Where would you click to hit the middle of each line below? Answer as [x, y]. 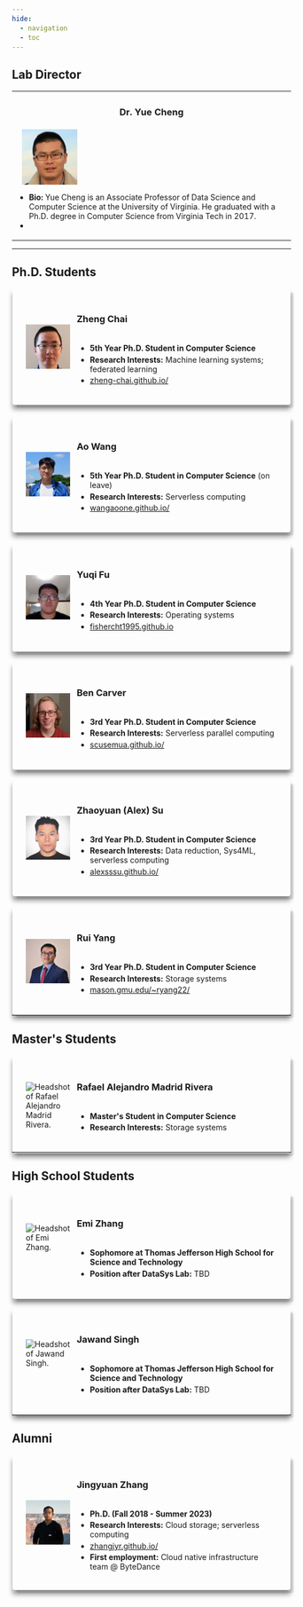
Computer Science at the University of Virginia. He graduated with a [152, 207]
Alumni [32, 1439]
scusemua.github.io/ [127, 744]
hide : [22, 19]
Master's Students [64, 1039]
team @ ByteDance [125, 1567]
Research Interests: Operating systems [162, 615]
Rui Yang [96, 938]
